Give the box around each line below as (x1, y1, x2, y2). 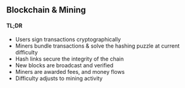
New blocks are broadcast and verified (15, 61, 113, 69)
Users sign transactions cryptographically (15, 35, 121, 43)
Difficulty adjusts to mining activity (15, 75, 103, 82)
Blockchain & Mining (6, 5, 86, 15)
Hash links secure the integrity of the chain (15, 55, 124, 62)
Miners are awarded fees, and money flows (15, 68, 125, 75)
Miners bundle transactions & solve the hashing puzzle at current (15, 42, 180, 50)
